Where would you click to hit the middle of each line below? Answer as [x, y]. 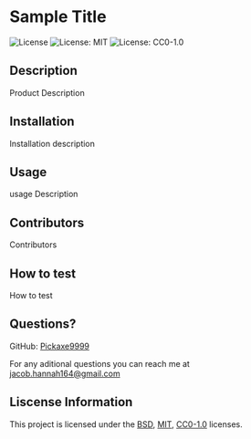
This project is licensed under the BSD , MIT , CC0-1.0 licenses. [126, 424]
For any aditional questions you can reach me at [99, 363]
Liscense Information [71, 402]
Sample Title [58, 17]
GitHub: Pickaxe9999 [49, 346]
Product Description [47, 92]
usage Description [44, 194]
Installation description [52, 143]
